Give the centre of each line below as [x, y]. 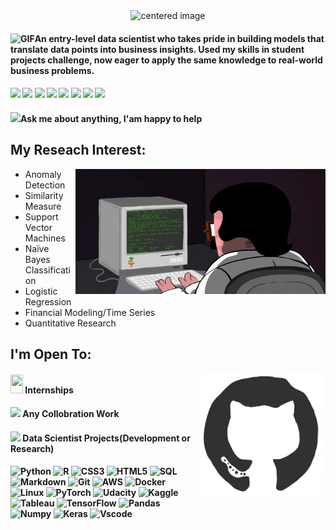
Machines [45, 238]
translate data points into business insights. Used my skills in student [157, 49]
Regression [48, 301]
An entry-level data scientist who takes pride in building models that [179, 38]
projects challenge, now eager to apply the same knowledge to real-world [166, 60]
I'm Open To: [51, 354]
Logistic [41, 291]
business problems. [52, 70]
